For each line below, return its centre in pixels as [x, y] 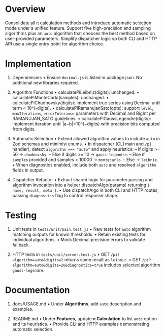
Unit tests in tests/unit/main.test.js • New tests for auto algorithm [82, 229]
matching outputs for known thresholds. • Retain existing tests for [79, 234]
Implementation [38, 64]
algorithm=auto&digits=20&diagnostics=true [58, 265]
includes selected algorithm [132, 265]
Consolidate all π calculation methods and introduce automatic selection [78, 23]
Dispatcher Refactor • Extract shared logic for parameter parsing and [82, 179]
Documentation [38, 290]
